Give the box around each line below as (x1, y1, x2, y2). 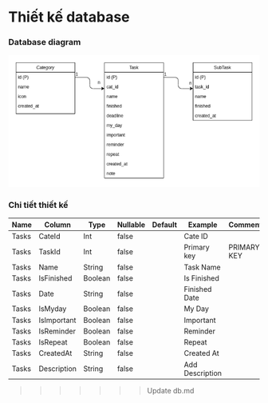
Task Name (183, 262, 221, 272)
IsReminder (38, 326, 76, 336)
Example (187, 220, 218, 229)
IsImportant (38, 315, 77, 325)
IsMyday (38, 304, 67, 313)
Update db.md (147, 386, 195, 395)
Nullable (116, 220, 146, 229)
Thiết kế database (8, 8, 130, 26)
